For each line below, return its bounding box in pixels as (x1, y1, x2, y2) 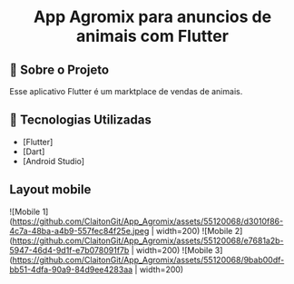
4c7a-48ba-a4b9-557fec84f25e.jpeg (9, 225, 150, 236)
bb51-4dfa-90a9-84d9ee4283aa (9, 264, 133, 275)
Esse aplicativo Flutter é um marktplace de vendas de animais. (9, 86, 243, 96)
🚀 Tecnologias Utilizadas (9, 113, 152, 128)
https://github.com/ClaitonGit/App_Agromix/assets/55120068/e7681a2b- (12, 235, 284, 246)
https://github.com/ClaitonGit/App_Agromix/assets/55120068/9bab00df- (12, 254, 285, 265)
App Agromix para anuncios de (33, 6, 272, 27)
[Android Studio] (22, 155, 84, 166)
